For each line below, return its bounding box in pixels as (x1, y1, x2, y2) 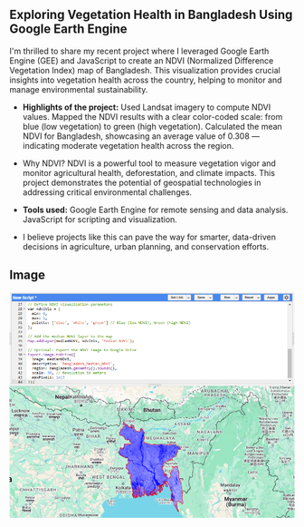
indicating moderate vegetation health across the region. (22, 140, 234, 151)
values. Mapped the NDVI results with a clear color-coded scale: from (22, 111, 283, 122)
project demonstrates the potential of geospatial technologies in (22, 177, 261, 188)
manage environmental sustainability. (9, 83, 148, 94)
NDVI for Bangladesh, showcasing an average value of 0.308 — (22, 131, 261, 142)
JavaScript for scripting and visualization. (22, 213, 178, 225)
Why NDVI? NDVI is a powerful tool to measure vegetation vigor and (22, 158, 276, 169)
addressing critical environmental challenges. (22, 186, 193, 198)
